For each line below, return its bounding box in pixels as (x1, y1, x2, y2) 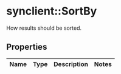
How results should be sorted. (6, 24, 82, 32)
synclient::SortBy (6, 4, 97, 18)
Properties (6, 42, 47, 52)
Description (54, 59, 88, 68)
